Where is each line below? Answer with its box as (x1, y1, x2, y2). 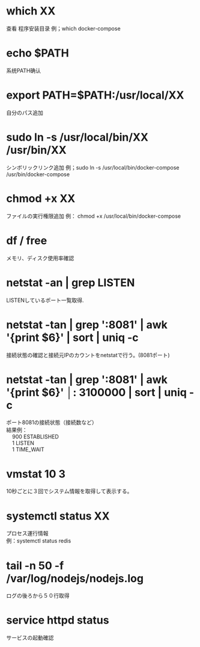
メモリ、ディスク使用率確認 (6, 254, 74, 262)
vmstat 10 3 (6, 467, 66, 480)
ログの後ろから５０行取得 (6, 592, 70, 599)
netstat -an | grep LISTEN (6, 275, 135, 289)
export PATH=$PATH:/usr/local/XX (6, 88, 184, 102)
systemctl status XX (6, 509, 110, 523)
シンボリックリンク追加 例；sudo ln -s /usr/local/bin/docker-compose (6, 164, 180, 171)
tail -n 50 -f (6, 559, 64, 572)
